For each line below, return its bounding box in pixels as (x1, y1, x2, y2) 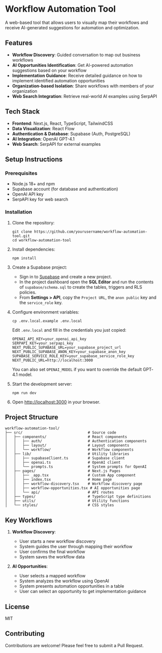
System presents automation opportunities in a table (19, 583, 125, 589)
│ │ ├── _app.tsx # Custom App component (5, 473, 136, 478)
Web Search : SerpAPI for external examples (12, 141, 101, 147)
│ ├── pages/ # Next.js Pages (5, 469, 121, 474)
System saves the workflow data (19, 554, 85, 560)
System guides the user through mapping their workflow (19, 544, 133, 550)
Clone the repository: (12, 219, 55, 225)
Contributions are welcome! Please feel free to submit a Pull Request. (5, 642, 144, 648)
